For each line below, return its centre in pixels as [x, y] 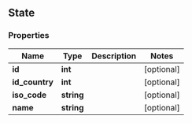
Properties [29, 35]
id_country [33, 82]
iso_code [30, 95]
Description [114, 56]
